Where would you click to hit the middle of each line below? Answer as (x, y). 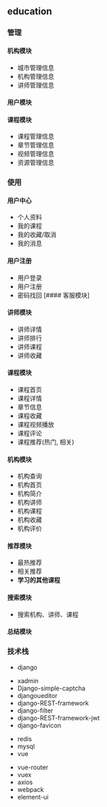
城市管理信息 (35, 67)
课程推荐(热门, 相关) (46, 442)
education (30, 12)
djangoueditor (37, 695)
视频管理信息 (35, 154)
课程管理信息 (35, 136)
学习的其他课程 (39, 580)
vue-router (33, 767)
